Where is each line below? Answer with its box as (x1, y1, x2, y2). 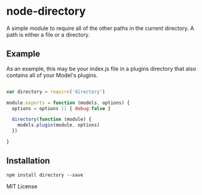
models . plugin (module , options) (17, 122, 100, 128)
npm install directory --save (6, 172, 84, 178)
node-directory (6, 4, 86, 18)
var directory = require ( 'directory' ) (6, 89, 105, 95)
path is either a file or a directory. (6, 31, 90, 38)
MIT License (6, 182, 38, 190)
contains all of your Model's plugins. (6, 72, 98, 79)
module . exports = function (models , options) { (6, 100, 130, 106)
